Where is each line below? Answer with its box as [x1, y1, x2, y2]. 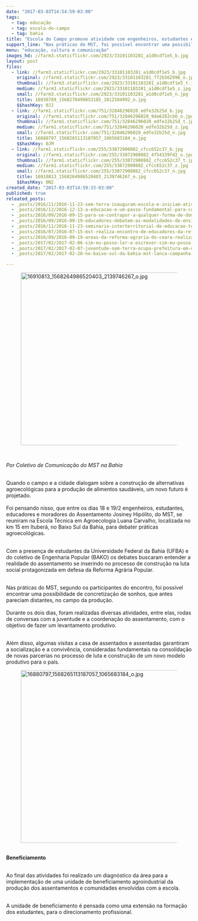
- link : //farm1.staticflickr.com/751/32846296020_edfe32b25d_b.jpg [11, 108, 183, 114]
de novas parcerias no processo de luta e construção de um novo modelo [6, 652, 186, 659]
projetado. [6, 492, 31, 499]
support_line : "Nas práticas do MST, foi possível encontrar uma [6, 42, 170, 48]
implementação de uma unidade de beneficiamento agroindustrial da [6, 878, 174, 885]
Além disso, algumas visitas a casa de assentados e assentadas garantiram [6, 640, 190, 647]
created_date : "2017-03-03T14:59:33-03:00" [6, 185, 115, 191]
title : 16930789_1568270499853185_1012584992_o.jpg [16, 96, 146, 102]
